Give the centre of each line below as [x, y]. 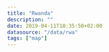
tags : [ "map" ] [27, 38]
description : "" [30, 20]
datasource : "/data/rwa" [43, 32]
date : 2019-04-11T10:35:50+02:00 [55, 26]
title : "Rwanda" [30, 13]
